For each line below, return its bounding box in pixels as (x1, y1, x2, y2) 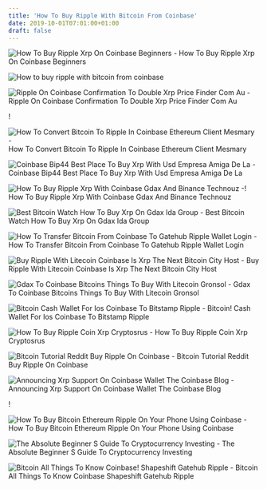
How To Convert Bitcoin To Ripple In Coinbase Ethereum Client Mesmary (8, 145, 247, 154)
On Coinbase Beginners (8, 57, 86, 66)
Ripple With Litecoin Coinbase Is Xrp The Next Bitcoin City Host (8, 264, 218, 274)
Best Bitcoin (205, 208, 245, 217)
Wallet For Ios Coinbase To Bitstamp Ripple (8, 312, 150, 322)
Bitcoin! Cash (206, 304, 251, 313)
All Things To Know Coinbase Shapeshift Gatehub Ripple (8, 471, 194, 481)
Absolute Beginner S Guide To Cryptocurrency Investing (8, 447, 193, 457)
